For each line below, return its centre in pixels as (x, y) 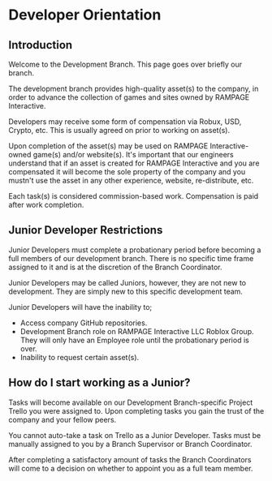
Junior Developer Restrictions (86, 230)
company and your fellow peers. (63, 419)
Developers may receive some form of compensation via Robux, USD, (125, 122)
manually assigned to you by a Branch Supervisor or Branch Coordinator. (130, 444)
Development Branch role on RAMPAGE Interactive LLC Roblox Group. (137, 331)
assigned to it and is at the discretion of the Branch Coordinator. (115, 267)
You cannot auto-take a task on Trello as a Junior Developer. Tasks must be (135, 435)
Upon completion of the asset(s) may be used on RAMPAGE (108, 146)
